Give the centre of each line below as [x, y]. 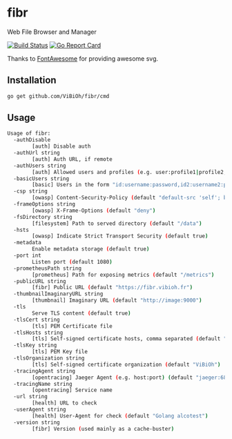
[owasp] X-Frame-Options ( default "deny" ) [94, 211]
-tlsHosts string [38, 333]
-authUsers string [40, 166]
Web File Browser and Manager [52, 32]
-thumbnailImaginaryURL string [58, 294]
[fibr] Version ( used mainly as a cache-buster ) [103, 429]
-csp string [31, 191]
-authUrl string [37, 153]
